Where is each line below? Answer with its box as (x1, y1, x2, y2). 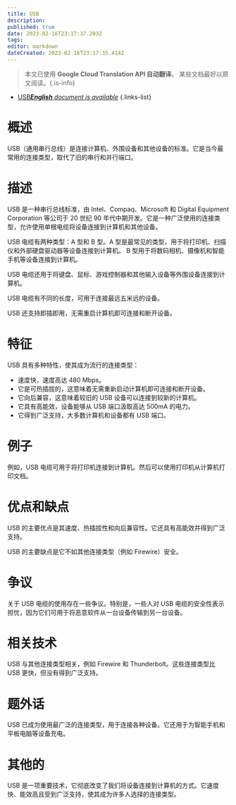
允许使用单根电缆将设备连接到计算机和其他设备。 (19, 223, 162, 231)
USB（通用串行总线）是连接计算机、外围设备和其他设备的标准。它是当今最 (7, 144, 224, 152)
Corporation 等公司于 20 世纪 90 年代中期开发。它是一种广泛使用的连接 (7, 213, 215, 222)
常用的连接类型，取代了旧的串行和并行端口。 (7, 153, 137, 161)
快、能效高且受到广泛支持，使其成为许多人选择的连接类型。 (7, 790, 180, 799)
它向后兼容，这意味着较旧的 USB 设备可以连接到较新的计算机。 (17, 393, 201, 401)
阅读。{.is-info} (30, 78, 75, 87)
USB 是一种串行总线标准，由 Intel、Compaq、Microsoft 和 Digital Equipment (7, 205, 229, 213)
